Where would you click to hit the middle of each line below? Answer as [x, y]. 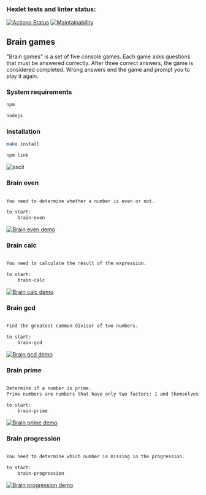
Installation [24, 132]
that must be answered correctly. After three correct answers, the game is [100, 63]
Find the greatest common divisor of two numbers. [72, 326]
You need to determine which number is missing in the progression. [96, 457]
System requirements [39, 92]
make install [23, 144]
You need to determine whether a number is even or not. [81, 201]
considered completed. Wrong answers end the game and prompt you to [98, 70]
